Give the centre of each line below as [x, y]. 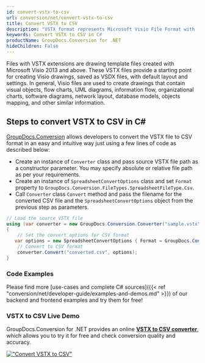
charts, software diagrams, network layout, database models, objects [93, 96]
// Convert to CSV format [50, 247]
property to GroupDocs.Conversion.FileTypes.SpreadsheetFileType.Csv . [105, 187]
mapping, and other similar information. [56, 102]
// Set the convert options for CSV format [74, 235]
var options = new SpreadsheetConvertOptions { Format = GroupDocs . [103, 241]
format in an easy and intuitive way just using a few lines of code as [92, 143]
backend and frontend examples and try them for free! [75, 300]
